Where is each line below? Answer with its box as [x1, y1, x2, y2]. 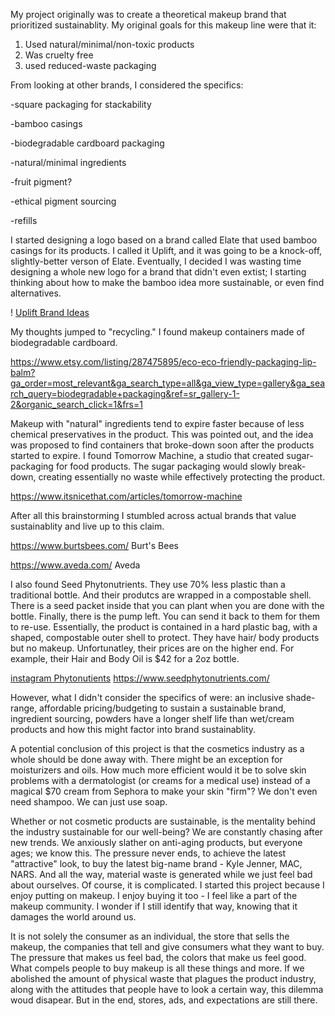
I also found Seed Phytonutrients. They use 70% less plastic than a [10, 579, 286, 590]
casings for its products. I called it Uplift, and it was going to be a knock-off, [10, 245, 323, 256]
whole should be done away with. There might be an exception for [10, 754, 283, 765]
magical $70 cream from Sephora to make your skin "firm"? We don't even [10, 785, 318, 797]
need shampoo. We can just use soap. [10, 796, 168, 808]
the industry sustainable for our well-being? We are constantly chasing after [10, 826, 323, 838]
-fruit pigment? [10, 176, 73, 188]
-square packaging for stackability [10, 99, 152, 110]
